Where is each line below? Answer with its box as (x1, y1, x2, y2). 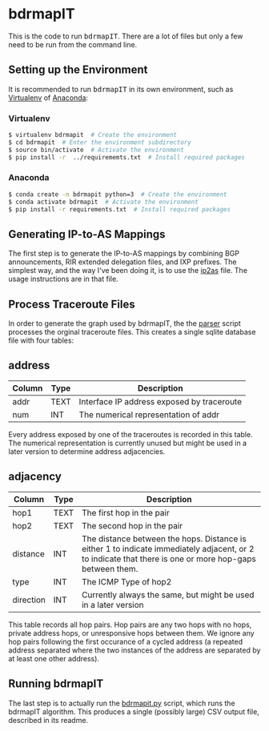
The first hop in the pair (81, 507, 170, 518)
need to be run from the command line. (8, 39, 138, 49)
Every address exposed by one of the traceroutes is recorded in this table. (8, 429, 254, 439)
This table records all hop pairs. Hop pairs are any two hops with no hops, (8, 620, 252, 629)
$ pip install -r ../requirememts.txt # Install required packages (8, 153, 246, 161)
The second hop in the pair (81, 520, 183, 531)
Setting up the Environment (8, 63, 148, 77)
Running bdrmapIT (8, 677, 104, 691)
